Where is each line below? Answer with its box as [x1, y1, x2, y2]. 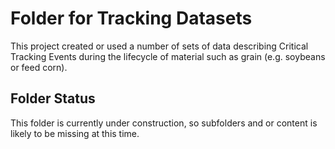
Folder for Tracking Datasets [10, 7, 253, 30]
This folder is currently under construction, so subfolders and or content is [10, 117, 318, 129]
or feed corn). [10, 61, 68, 73]
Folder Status [10, 90, 96, 107]
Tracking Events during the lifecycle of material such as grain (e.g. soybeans [10, 50, 326, 62]
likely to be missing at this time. [10, 127, 140, 139]
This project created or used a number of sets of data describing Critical [10, 40, 309, 52]
